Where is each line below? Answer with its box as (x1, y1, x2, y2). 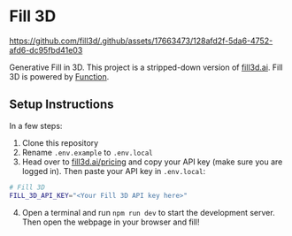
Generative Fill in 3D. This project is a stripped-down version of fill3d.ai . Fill (9, 62, 283, 72)
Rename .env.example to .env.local (21, 147, 153, 157)
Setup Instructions (9, 97, 114, 112)
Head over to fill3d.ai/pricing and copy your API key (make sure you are (21, 156, 283, 167)
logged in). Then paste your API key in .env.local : (21, 165, 206, 176)
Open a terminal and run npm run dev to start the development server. (21, 207, 276, 217)
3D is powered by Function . (9, 71, 110, 81)
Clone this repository (21, 137, 99, 148)
